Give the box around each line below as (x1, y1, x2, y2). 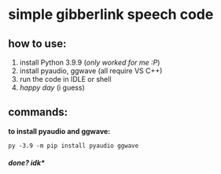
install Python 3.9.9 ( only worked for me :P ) (19, 57, 160, 67)
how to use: (8, 37, 67, 50)
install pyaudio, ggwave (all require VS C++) (19, 66, 163, 76)
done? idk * (8, 158, 46, 168)
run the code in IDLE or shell (19, 75, 112, 83)
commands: (8, 106, 68, 119)
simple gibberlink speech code (8, 6, 214, 24)
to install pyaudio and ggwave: (8, 126, 111, 135)
